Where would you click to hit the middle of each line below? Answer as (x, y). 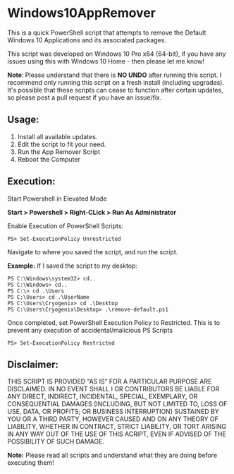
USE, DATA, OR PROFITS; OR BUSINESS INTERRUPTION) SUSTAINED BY (113, 412)
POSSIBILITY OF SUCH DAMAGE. (56, 442)
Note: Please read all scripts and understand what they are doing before (112, 455)
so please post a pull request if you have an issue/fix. (85, 97)
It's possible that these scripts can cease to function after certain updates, (115, 90)
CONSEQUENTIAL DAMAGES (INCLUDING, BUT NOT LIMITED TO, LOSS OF (117, 404)
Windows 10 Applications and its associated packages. (87, 40)
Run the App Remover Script (59, 152)
